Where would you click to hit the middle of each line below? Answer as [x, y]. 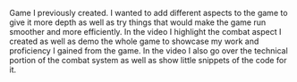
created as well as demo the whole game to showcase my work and [134, 41]
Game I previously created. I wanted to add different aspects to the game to [148, 13]
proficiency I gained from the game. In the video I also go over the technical [148, 51]
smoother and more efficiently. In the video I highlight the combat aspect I [145, 32]
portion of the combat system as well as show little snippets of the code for [148, 60]
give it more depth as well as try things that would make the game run [138, 22]
